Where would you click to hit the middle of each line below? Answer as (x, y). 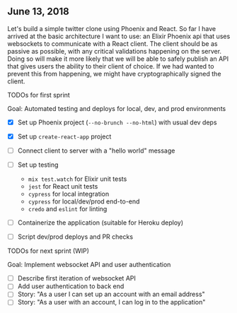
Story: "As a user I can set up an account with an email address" (111, 294)
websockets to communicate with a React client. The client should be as (112, 43)
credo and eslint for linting (68, 209)
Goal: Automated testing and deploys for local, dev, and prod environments (117, 108)
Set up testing (38, 165)
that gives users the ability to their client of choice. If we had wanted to (111, 66)
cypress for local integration (69, 194)
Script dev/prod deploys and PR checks (75, 237)
